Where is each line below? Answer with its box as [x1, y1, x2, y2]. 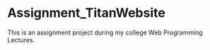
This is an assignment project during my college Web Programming [7, 28, 203, 37]
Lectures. [7, 35, 35, 44]
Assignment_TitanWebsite [7, 5, 166, 21]
